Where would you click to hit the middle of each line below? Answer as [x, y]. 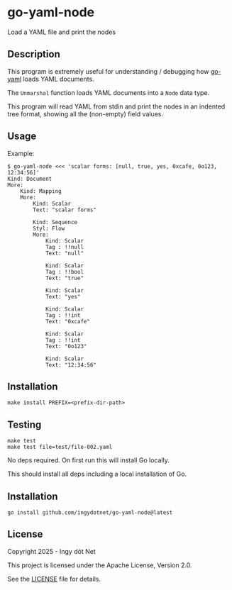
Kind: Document [30, 179]
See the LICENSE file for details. [54, 579]
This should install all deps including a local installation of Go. [97, 474]
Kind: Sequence [55, 222]
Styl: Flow [49, 228]
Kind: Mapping [41, 191]
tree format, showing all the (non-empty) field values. [85, 113]
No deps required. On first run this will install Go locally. [89, 460]
